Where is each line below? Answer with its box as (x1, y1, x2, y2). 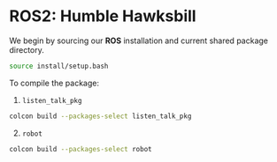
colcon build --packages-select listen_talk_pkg (9, 112, 192, 121)
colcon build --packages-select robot (9, 144, 152, 153)
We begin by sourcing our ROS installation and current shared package (9, 35, 268, 46)
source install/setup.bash (9, 62, 109, 70)
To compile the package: (9, 77, 100, 88)
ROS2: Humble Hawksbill (9, 6, 196, 26)
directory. (9, 44, 44, 55)
